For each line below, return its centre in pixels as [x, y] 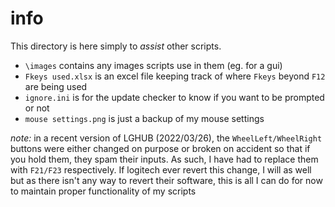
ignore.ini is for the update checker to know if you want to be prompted [174, 97]
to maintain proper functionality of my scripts [103, 191]
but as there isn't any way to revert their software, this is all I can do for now [166, 180]
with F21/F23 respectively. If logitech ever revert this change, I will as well [161, 169]
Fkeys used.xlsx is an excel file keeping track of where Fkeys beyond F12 [175, 76]
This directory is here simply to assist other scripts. [116, 46]
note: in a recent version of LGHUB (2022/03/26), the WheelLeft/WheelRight [166, 138]
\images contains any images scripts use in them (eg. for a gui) [153, 65]
